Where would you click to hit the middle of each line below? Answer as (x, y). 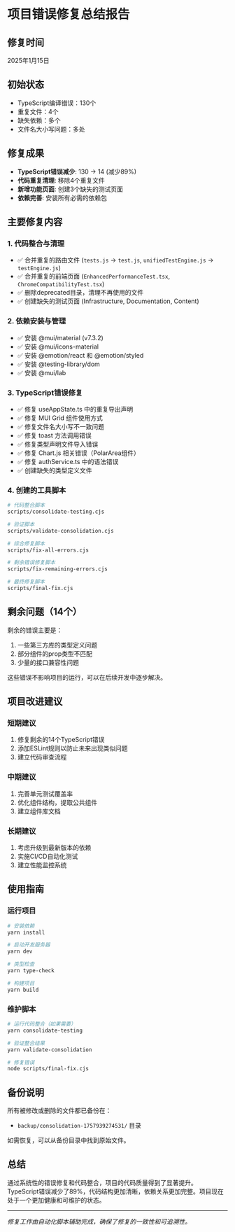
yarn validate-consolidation (50, 1050)
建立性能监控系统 (42, 865)
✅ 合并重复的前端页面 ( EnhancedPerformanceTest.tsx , (93, 276)
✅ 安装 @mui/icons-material (58, 346)
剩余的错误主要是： (35, 630)
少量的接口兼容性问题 (48, 662)
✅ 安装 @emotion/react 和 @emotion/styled (80, 355)
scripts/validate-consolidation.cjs (60, 531)
